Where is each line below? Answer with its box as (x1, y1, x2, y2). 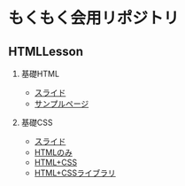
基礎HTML (20, 68, 59, 79)
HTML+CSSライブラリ (34, 167, 116, 178)
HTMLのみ (34, 147, 73, 158)
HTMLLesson (8, 43, 84, 58)
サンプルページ (34, 98, 89, 109)
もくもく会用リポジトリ (8, 8, 180, 28)
